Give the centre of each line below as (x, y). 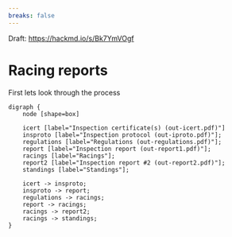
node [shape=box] (51, 114)
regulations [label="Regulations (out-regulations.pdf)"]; (122, 142)
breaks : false (32, 16)
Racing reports (58, 70)
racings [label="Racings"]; (69, 156)
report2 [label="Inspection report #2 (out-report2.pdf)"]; (124, 163)
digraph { (25, 107)
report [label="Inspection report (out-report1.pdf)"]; (117, 149)
